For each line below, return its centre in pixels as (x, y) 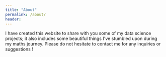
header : (13, 19)
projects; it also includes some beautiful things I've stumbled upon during (81, 38)
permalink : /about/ (26, 14)
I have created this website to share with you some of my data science (78, 33)
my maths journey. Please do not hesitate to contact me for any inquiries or (83, 44)
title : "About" (21, 10)
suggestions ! (19, 49)
